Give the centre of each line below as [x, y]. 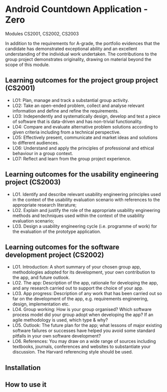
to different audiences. [36, 142]
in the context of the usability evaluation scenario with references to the [86, 199]
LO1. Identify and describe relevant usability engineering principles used [86, 194]
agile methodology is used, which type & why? [60, 320]
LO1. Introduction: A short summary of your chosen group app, [77, 267]
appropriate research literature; [44, 205]
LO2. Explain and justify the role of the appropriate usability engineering [86, 210]
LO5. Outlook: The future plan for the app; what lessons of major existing [87, 325]
